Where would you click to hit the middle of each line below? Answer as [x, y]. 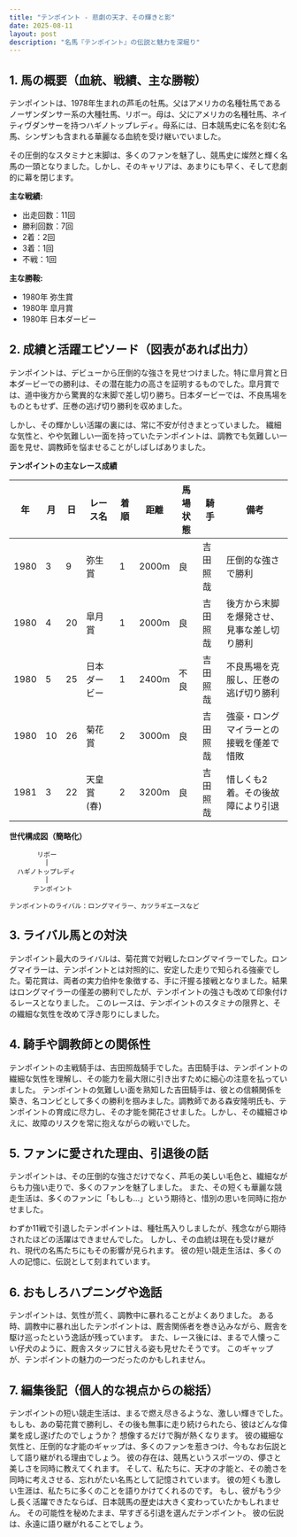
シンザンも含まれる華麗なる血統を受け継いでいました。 [125, 136]
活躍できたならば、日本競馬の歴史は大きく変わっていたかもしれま [152, 1502]
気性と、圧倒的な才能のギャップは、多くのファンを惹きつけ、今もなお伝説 [145, 1446]
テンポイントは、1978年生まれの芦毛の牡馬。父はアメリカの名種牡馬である [145, 104]
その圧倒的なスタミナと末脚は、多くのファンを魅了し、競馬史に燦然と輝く [145, 155]
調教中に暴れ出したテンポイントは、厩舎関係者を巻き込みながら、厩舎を [156, 1326]
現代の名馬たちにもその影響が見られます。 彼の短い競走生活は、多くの [153, 1251]
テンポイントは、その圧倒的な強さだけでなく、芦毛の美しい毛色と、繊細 [141, 1176]
